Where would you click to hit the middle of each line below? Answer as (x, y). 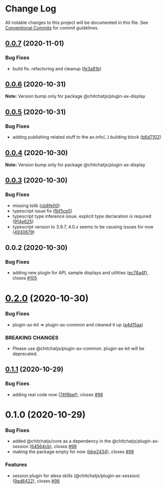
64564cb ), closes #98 (54, 447)
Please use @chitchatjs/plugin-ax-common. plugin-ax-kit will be (78, 349)
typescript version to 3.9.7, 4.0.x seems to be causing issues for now (83, 227)
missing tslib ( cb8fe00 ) (36, 206)
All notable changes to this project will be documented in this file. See (77, 22)
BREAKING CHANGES (32, 337)
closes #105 (25, 278)
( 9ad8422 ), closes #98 (36, 481)
